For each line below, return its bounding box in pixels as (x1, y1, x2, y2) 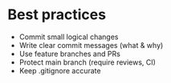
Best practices (7, 6, 106, 24)
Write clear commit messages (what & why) (18, 40, 164, 49)
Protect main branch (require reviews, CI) (18, 57, 156, 67)
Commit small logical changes (18, 32, 119, 41)
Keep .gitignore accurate (18, 65, 101, 75)
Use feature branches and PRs (18, 49, 121, 58)
